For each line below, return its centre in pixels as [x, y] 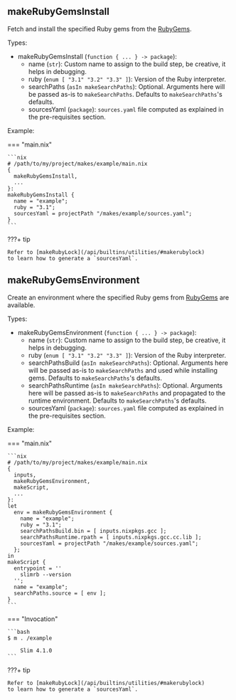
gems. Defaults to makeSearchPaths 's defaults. [95, 378]
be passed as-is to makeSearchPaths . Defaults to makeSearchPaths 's [125, 94]
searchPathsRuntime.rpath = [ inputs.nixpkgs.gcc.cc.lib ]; [111, 537]
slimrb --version [46, 574]
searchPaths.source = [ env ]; [60, 593]
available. [21, 304]
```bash [19, 632]
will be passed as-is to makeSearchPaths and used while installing [123, 370]
